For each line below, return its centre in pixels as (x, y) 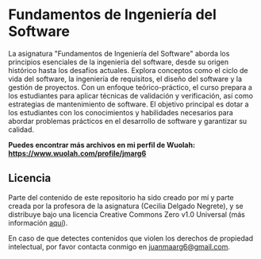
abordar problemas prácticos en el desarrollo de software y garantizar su (128, 121)
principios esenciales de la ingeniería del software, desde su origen (118, 62)
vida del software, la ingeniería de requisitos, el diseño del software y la (125, 79)
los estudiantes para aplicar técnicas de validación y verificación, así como (131, 95)
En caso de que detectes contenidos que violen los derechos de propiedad (131, 238)
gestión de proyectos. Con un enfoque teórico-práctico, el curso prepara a (130, 87)
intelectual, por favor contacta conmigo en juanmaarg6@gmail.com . (119, 246)
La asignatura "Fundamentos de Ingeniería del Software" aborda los (119, 53)
